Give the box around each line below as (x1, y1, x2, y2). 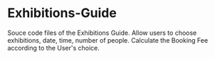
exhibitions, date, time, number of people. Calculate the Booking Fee (7, 36, 209, 44)
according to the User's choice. (7, 43, 100, 52)
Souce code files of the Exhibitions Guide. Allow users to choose (7, 28, 197, 37)
